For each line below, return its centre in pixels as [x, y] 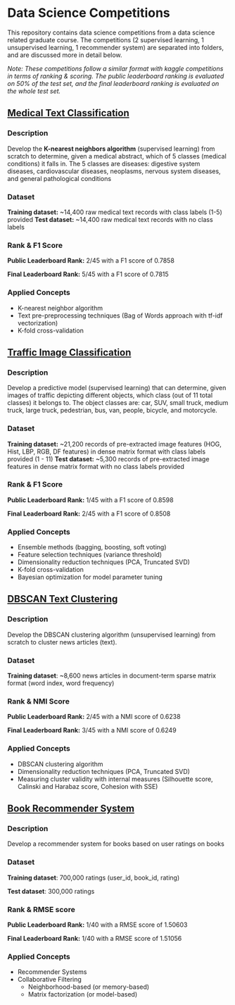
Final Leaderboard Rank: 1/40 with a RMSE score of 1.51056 [95, 938]
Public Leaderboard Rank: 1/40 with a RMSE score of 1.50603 [97, 925]
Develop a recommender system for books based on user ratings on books [116, 844]
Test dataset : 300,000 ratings [51, 891]
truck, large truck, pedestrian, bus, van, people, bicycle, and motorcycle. [113, 411]
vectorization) [38, 323]
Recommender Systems [52, 972]
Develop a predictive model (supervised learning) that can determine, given [117, 388]
